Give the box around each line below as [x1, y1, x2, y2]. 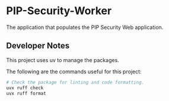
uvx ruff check [6, 84, 44, 91]
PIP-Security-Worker [6, 4, 112, 18]
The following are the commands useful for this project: [6, 68, 142, 75]
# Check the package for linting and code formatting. [6, 79, 145, 85]
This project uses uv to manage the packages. [6, 56, 120, 63]
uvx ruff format [6, 90, 46, 96]
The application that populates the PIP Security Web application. [6, 24, 164, 31]
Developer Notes [6, 41, 70, 51]
